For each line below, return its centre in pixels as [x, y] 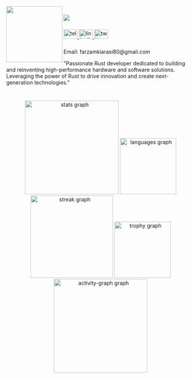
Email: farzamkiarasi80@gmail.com [107, 52]
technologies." [52, 82]
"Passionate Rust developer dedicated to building [125, 63]
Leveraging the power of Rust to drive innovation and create [80, 76]
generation [19, 82]
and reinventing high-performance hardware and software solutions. [91, 70]
